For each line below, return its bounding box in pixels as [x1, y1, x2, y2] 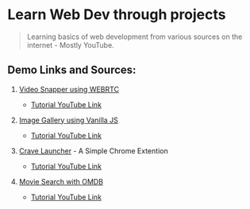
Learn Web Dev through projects [7, 6, 226, 24]
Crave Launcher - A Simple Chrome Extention [18, 145, 168, 156]
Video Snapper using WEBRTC [18, 84, 120, 94]
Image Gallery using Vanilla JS [18, 115, 118, 125]
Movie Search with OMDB [18, 176, 104, 186]
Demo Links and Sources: [7, 64, 137, 77]
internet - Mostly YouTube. [26, 40, 114, 49]
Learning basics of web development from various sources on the [26, 32, 243, 41]
